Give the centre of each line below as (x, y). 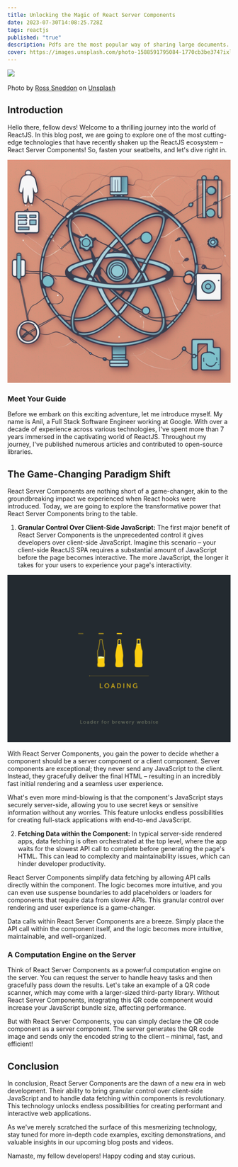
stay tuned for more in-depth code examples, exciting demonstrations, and (117, 1135)
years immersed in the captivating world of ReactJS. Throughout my (107, 437)
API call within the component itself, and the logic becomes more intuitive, (115, 928)
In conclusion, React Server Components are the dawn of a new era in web (117, 1083)
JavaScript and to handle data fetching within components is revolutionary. (117, 1098)
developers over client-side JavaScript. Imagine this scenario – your (117, 542)
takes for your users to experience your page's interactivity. (105, 565)
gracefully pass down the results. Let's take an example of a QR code (109, 985)
